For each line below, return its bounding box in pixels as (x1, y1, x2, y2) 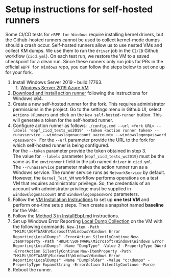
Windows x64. (12, 95, 43, 102)
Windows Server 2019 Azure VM (20, 84, 89, 90)
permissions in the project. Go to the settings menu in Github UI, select (12, 106, 162, 112)
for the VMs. (12, 207, 39, 213)
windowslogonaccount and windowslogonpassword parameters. (12, 191, 139, 197)
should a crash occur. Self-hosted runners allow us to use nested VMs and (5, 42, 162, 48)
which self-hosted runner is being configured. (12, 142, 110, 148)
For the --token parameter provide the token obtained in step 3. (12, 147, 146, 154)
